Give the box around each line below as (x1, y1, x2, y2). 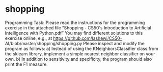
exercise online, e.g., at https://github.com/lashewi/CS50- (5, 35, 122, 41)
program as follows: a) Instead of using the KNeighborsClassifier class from (5, 46, 159, 51)
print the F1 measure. (5, 61, 48, 67)
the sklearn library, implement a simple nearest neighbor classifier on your (5, 50, 156, 57)
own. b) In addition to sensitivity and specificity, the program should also (5, 56, 152, 62)
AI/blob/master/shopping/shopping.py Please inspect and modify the (5, 40, 145, 46)
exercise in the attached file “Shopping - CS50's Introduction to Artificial (5, 24, 151, 30)
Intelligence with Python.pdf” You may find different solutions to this (5, 30, 143, 36)
